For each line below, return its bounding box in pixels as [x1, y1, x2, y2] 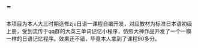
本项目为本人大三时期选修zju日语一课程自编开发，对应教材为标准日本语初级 [6, 20, 193, 27]
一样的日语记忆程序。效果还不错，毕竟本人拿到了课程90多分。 [6, 35, 160, 42]
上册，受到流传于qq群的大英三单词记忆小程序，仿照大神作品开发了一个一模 [6, 27, 192, 35]
